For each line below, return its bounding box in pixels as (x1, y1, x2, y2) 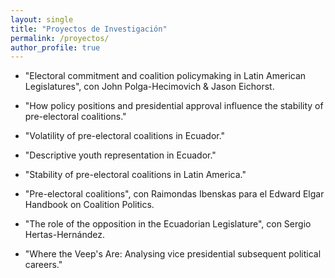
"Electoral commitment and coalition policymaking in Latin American (24, 70, 307, 82)
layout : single (10, 14, 74, 25)
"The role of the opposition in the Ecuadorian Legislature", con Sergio (24, 218, 312, 230)
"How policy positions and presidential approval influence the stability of (24, 100, 324, 112)
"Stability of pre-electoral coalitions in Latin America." (24, 169, 247, 181)
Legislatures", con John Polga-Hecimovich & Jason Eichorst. (24, 81, 275, 93)
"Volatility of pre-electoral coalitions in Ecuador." (24, 130, 226, 142)
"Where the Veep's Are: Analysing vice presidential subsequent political (24, 248, 322, 260)
